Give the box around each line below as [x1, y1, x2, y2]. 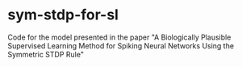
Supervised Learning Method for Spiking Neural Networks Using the [7, 40, 235, 50]
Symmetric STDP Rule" [7, 49, 84, 59]
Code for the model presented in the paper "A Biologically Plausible [7, 32, 232, 42]
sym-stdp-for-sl [7, 6, 119, 24]
